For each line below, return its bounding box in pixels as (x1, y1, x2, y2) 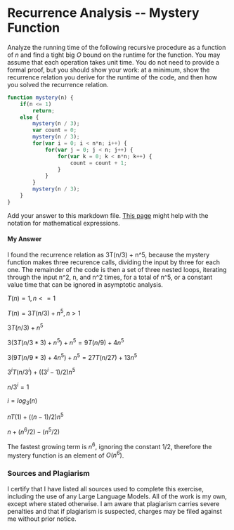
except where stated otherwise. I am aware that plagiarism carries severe (7, 499, 220, 508)
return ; (32, 107, 55, 114)
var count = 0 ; (32, 127, 77, 134)
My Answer (7, 235, 42, 243)
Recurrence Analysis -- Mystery (7, 5, 200, 21)
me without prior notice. (7, 515, 77, 523)
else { (20, 114, 39, 121)
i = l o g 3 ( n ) (7, 396, 38, 406)
